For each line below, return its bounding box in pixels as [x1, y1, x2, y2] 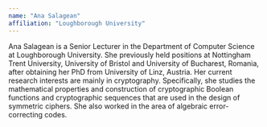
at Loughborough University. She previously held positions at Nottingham [8, 50, 251, 59]
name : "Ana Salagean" [8, 11, 81, 20]
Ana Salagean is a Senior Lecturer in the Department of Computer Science [8, 41, 255, 51]
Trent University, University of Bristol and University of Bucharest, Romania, [8, 58, 260, 68]
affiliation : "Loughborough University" [8, 19, 146, 27]
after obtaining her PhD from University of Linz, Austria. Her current [8, 67, 232, 76]
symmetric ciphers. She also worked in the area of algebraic [8, 101, 207, 111]
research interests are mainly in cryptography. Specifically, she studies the [8, 76, 256, 85]
